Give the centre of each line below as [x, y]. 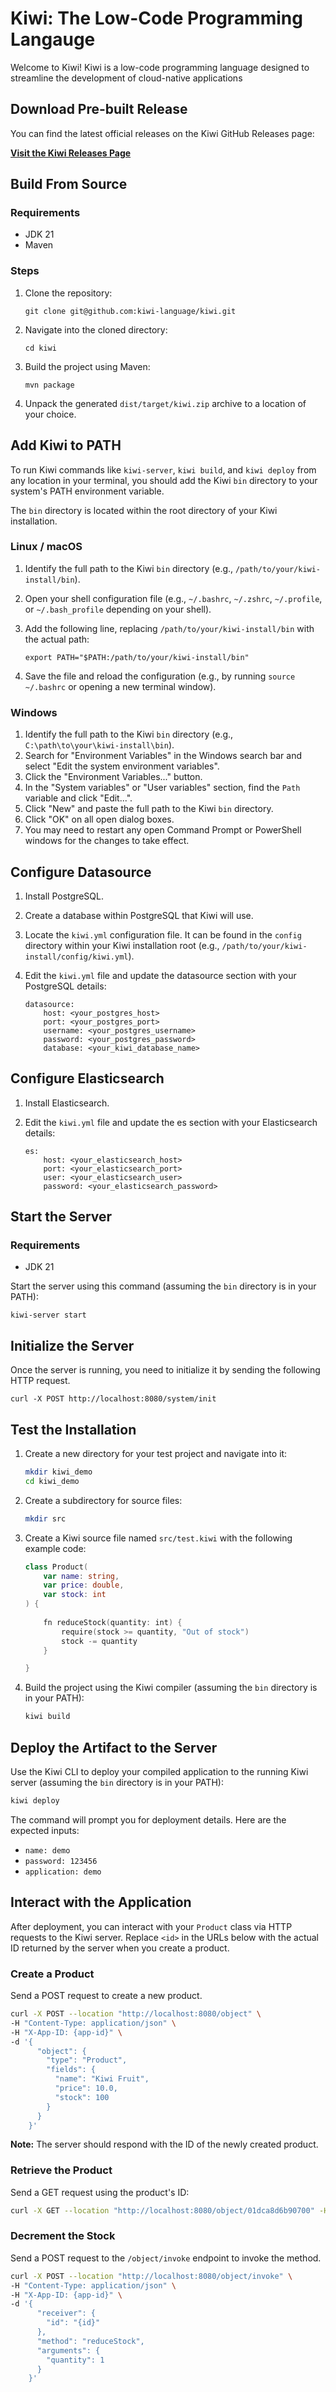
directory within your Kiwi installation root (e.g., [122, 945]
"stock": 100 [82, 2097]
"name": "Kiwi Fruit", [102, 2079]
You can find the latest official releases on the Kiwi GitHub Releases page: [162, 133]
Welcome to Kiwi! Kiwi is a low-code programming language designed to [160, 67]
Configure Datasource [81, 872]
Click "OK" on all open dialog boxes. [99, 819]
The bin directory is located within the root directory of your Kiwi [144, 510]
